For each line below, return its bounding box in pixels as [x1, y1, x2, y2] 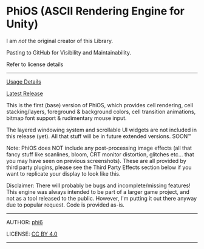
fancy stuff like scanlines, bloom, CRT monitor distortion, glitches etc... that [6, 150, 194, 158]
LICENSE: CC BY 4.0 [6, 230, 58, 237]
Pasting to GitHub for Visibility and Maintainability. [6, 48, 132, 56]
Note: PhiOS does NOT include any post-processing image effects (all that [6, 144, 192, 151]
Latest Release [6, 90, 44, 97]
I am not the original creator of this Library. [6, 37, 114, 44]
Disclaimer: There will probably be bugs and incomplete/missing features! [6, 182, 191, 189]
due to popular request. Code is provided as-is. [6, 201, 124, 208]
